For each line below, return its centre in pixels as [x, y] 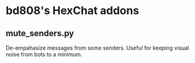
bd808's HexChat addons [72, 11]
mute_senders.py [40, 33]
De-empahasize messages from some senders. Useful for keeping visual [97, 48]
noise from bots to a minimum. [44, 54]
